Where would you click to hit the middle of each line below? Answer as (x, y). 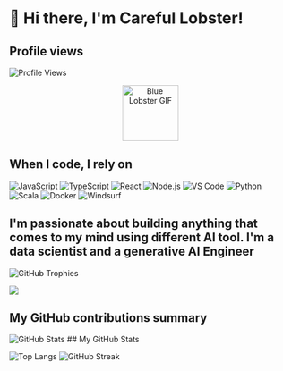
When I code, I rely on (71, 164)
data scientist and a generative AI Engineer (132, 252)
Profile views (47, 51)
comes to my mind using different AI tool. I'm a (142, 237)
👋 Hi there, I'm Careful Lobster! (126, 18)
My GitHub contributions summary (108, 318)
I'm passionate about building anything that (133, 224)
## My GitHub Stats (103, 340)
